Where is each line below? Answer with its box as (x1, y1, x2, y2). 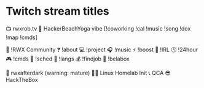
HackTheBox (6, 76, 38, 83)
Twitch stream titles (6, 4, 110, 18)
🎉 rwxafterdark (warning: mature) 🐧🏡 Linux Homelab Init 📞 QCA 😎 (6, 69, 171, 76)
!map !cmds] (6, 34, 38, 41)
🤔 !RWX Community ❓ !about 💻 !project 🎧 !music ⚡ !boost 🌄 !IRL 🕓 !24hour (6, 46, 198, 53)
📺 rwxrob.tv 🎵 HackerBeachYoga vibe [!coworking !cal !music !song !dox (6, 24, 191, 32)
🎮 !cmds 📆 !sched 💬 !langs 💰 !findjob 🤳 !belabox (6, 55, 130, 62)
